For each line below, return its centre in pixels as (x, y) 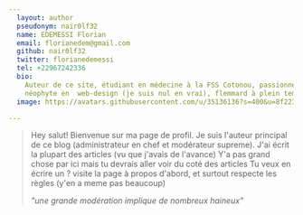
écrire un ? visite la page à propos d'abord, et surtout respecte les (154, 173)
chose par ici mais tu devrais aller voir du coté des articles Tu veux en (161, 164)
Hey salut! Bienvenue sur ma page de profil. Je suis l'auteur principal (159, 136)
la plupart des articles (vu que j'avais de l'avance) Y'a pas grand (150, 154)
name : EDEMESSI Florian (61, 34)
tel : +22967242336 (52, 69)
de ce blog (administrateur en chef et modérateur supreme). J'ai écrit (160, 145)
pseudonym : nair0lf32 (57, 26)
